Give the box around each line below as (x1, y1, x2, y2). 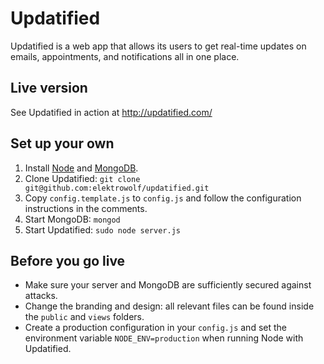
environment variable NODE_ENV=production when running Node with (24, 332, 304, 344)
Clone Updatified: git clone (24, 172, 141, 184)
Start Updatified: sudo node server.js (24, 223, 181, 236)
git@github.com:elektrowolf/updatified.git (24, 183, 210, 193)
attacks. (24, 290, 58, 302)
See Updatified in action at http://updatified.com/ (10, 106, 213, 118)
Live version (10, 80, 88, 97)
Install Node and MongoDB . (24, 162, 139, 174)
